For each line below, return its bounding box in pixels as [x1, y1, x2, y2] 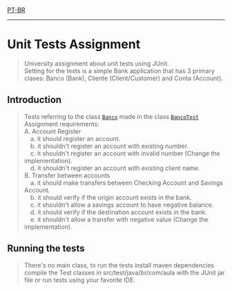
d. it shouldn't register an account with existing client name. [30, 164, 200, 172]
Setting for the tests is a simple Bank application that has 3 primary [23, 66, 215, 75]
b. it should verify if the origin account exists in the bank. [30, 193, 192, 201]
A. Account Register [23, 127, 81, 135]
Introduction [7, 94, 62, 106]
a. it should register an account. [30, 134, 121, 142]
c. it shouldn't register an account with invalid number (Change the [30, 149, 220, 158]
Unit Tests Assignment [7, 37, 141, 53]
